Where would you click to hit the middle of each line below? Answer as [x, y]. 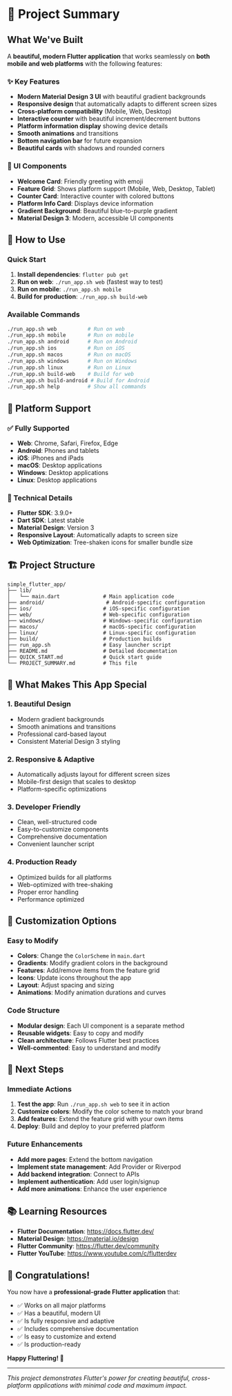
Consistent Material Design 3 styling [69, 741]
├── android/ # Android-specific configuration [106, 603]
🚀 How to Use [36, 239]
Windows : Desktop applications [63, 473]
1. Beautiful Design [39, 704]
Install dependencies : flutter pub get [73, 275]
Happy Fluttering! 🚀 [36, 1358]
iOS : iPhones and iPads [50, 458]
